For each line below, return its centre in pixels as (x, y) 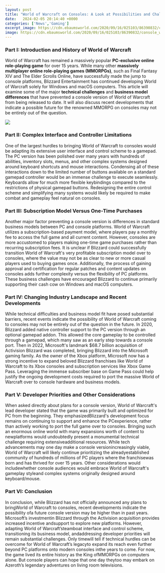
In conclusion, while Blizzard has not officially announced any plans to (76, 502)
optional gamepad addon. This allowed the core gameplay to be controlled (80, 335)
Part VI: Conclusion (29, 492)
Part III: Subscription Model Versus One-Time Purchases (74, 211)
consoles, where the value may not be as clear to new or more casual (75, 258)
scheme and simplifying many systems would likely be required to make (78, 193)
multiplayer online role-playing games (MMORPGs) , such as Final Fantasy (81, 71)
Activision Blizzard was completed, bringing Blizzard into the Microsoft (77, 351)
